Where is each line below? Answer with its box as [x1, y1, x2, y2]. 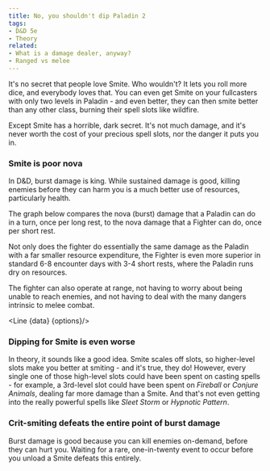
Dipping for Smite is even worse [8, 336, 135, 347]
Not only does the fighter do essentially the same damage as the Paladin [8, 242, 250, 251]
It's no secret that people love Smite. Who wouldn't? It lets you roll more [8, 78, 247, 89]
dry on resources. [8, 267, 68, 277]
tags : [8, 19, 27, 27]
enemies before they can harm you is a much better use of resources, [8, 185, 240, 195]
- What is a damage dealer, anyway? [8, 49, 131, 57]
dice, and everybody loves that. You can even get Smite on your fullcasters [8, 87, 258, 97]
